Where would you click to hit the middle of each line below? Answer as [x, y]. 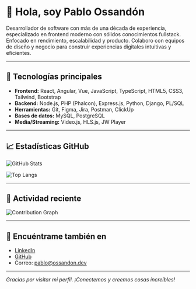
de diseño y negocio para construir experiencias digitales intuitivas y [89, 47]
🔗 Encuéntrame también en [56, 236]
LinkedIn [25, 250]
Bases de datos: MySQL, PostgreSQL [60, 116]
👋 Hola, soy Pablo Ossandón [75, 12]
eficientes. [19, 53]
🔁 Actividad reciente [44, 198]
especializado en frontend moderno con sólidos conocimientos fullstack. [93, 34]
